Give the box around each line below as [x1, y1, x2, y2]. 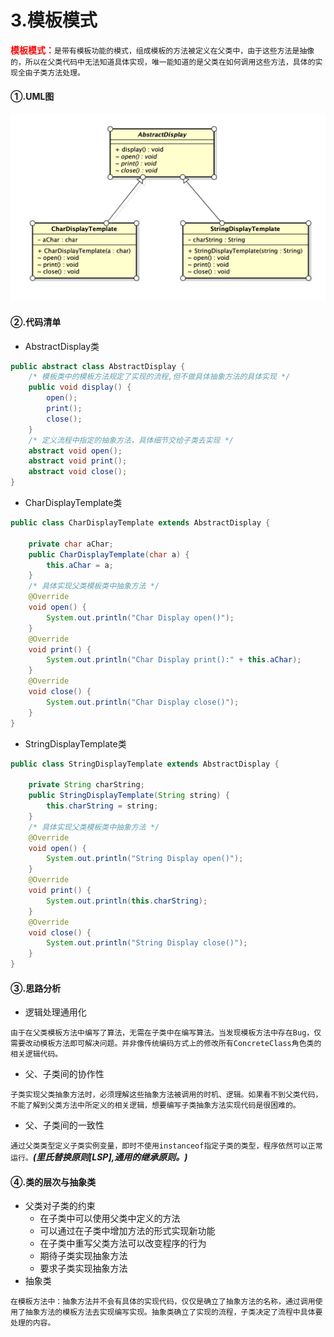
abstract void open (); [28, 446, 123, 456]
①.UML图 [10, 90, 55, 102]
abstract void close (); [28, 467, 128, 477]
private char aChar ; [28, 539, 114, 549]
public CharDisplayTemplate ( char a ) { [28, 549, 190, 560]
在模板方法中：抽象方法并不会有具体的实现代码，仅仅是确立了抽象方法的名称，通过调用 [10, 1297, 316, 1307]
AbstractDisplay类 [24, 340, 100, 352]
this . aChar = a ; [46, 560, 114, 570]
